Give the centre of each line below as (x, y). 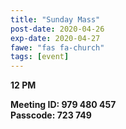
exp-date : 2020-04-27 (55, 38)
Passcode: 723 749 (51, 115)
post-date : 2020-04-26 (57, 29)
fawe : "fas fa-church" (57, 47)
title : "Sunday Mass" (55, 19)
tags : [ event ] (40, 57)
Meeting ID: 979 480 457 (63, 105)
